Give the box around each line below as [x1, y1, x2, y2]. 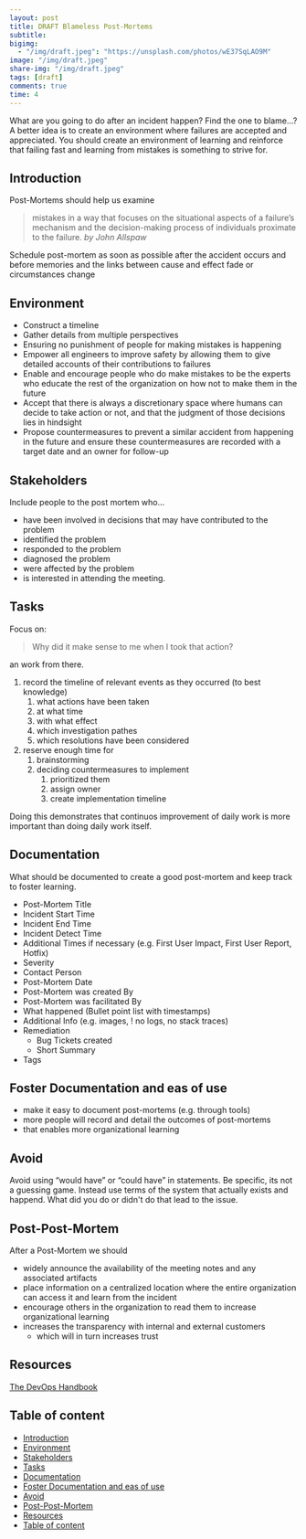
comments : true [9, 81, 68, 90]
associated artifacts [22, 1272, 98, 1283]
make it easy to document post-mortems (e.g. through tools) [22, 1105, 251, 1116]
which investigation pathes [36, 725, 138, 736]
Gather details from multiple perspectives [22, 330, 179, 341]
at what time [36, 706, 84, 716]
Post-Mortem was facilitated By [22, 995, 142, 1006]
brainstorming [36, 754, 90, 765]
